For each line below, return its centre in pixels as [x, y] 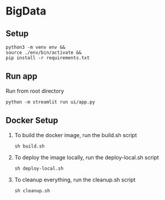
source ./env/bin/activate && [44, 53]
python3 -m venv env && [36, 47]
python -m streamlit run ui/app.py [50, 102]
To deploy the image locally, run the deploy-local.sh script [87, 157]
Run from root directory [35, 91]
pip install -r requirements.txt [48, 58]
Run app [21, 76]
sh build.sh [29, 146]
